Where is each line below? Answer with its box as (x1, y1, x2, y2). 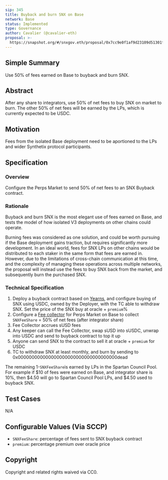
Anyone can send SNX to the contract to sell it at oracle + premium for (12, 338, 155, 344)
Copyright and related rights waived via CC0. (5, 469, 98, 475)
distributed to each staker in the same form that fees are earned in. (5, 251, 143, 257)
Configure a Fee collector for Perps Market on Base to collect (12, 312, 139, 318)
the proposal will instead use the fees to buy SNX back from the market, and (5, 267, 162, 273)
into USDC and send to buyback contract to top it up (12, 333, 121, 339)
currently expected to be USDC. (5, 110, 71, 116)
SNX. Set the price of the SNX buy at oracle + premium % (12, 306, 128, 312)
